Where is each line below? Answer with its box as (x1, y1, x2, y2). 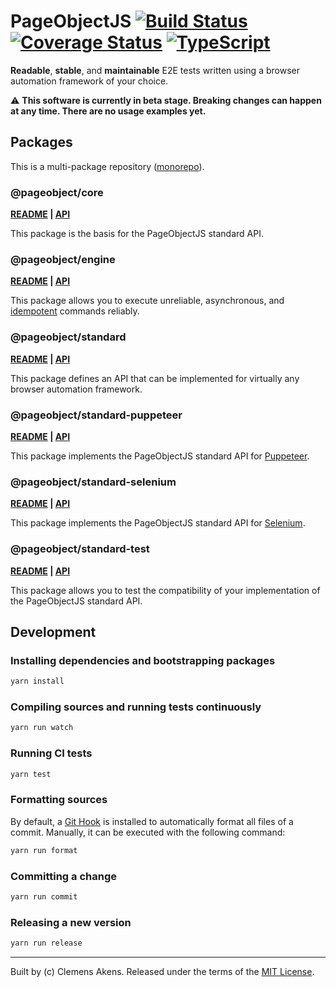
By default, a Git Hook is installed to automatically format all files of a (10, 815, 294, 827)
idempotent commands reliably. (10, 305, 140, 317)
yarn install (10, 676, 65, 687)
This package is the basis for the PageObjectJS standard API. (10, 228, 264, 240)
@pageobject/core (10, 185, 104, 199)
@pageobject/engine (10, 252, 116, 266)
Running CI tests (10, 746, 93, 760)
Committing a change (10, 869, 118, 883)
